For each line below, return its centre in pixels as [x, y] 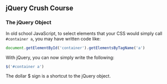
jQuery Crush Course [40, 8]
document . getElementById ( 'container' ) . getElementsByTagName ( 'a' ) [75, 48]
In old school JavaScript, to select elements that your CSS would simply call [84, 33]
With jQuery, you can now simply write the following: [60, 57]
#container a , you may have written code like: [53, 38]
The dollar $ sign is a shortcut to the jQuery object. [58, 76]
